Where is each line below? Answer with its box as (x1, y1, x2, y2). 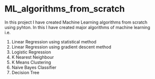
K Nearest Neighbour (11, 54, 54, 60)
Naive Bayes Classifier (11, 64, 57, 70)
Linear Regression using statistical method (11, 39, 96, 44)
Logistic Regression (11, 49, 51, 55)
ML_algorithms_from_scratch (4, 3, 125, 14)
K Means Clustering (11, 59, 51, 65)
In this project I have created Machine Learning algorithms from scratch (4, 19, 148, 25)
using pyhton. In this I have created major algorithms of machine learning (4, 24, 151, 30)
